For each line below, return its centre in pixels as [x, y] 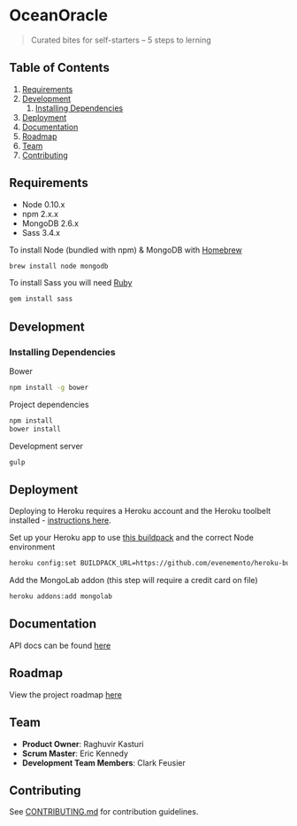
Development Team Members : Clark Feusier [103, 762]
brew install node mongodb [59, 266]
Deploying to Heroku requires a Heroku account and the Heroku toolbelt [140, 511]
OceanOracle [59, 16]
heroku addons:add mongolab [61, 596]
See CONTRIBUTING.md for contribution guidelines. [104, 812]
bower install [35, 429]
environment [32, 547]
